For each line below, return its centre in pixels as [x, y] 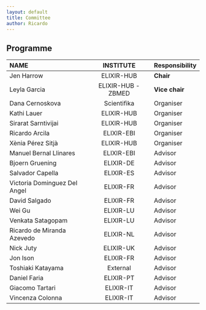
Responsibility [175, 66]
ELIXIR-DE [119, 163]
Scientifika [119, 104]
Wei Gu [20, 211]
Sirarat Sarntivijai [34, 123]
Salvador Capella [34, 173]
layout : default [27, 12]
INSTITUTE [119, 66]
